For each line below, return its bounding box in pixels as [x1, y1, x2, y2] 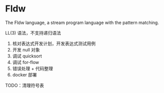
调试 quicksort [12, 53, 42, 59]
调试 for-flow [12, 59, 39, 65]
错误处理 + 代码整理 [12, 65, 53, 71]
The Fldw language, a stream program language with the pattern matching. [5, 19, 160, 25]
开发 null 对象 [12, 46, 40, 52]
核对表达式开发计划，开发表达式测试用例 [12, 40, 96, 46]
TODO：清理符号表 [5, 82, 44, 88]
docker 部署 [12, 71, 37, 77]
